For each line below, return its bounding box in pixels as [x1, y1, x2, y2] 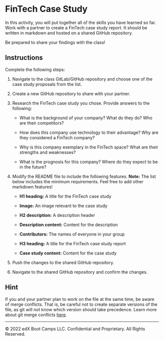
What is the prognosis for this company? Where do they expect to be [19, 159, 158, 165]
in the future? [19, 164, 46, 170]
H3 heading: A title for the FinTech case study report [19, 240, 126, 246]
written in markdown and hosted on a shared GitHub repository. [5, 30, 133, 36]
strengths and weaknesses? [19, 149, 76, 155]
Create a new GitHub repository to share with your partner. [12, 90, 130, 96]
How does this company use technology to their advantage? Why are [19, 129, 159, 135]
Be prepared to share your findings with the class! [5, 39, 105, 45]
